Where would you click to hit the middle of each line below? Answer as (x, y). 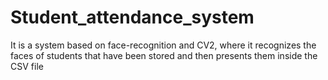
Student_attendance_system (132, 17)
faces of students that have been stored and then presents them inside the (164, 55)
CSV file (27, 66)
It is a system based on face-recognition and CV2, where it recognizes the (163, 45)
